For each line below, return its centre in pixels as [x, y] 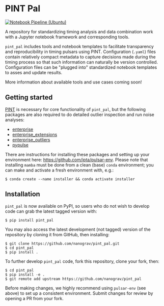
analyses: [15, 120]
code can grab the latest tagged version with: [51, 211]
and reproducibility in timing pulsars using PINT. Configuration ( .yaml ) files [81, 52]
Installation [23, 194]
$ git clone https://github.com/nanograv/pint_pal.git [62, 244]
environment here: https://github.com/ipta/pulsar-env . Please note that [77, 160]
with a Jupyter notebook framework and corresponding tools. [67, 37]
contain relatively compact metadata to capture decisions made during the [81, 56]
